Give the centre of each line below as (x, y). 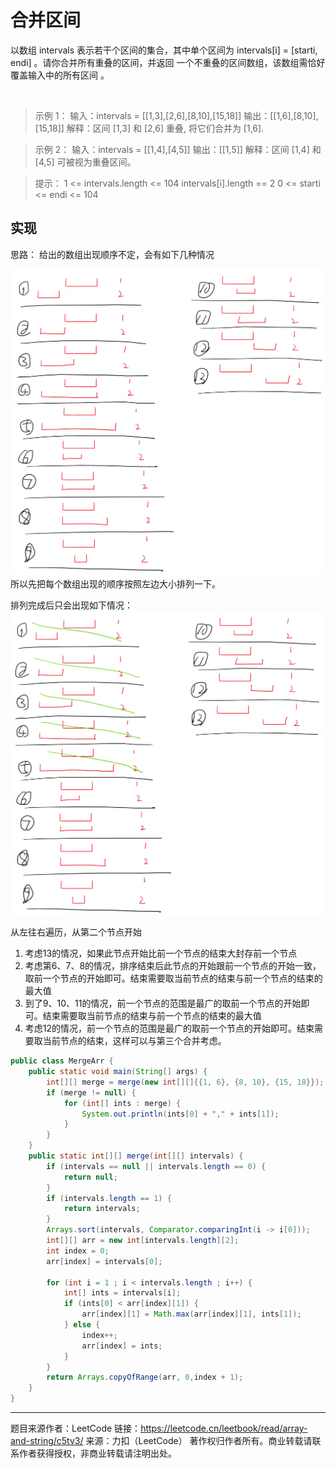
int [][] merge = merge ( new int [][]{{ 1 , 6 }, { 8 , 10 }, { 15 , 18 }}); (185, 1082)
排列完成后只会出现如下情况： (71, 605)
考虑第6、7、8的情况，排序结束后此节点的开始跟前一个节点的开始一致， (173, 966)
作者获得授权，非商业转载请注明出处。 (97, 1453)
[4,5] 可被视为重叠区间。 (85, 162)
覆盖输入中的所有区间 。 (60, 75)
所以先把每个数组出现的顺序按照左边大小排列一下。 (115, 584)
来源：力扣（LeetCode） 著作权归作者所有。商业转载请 (199, 1441)
